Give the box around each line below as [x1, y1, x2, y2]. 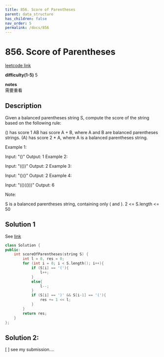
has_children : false [5, 16, 47, 21]
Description [5, 102, 42, 110]
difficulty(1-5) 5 [5, 72, 38, 78]
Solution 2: [5, 334, 39, 342]
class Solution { [5, 243, 41, 247]
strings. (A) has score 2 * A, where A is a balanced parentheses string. [5, 134, 148, 140]
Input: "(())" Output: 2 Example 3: [5, 163, 72, 169]
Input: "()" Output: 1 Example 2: [5, 154, 68, 159]
